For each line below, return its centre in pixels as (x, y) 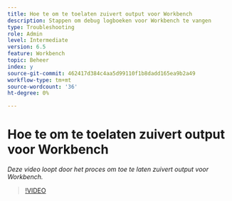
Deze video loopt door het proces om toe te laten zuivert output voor (108, 169)
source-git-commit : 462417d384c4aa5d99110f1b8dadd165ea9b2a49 (101, 73)
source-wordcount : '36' (43, 87)
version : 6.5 (27, 47)
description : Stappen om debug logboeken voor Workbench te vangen (110, 21)
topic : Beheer (28, 60)
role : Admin (25, 34)
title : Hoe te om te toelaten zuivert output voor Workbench (100, 14)
